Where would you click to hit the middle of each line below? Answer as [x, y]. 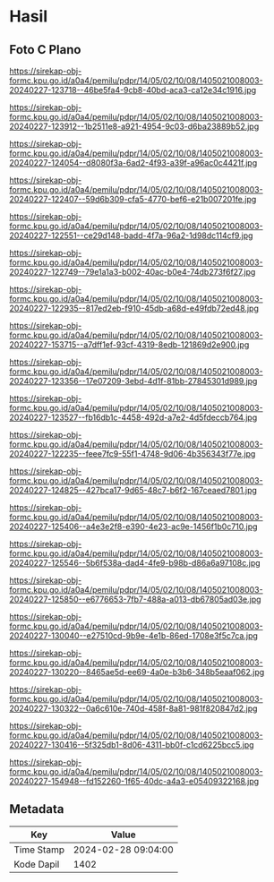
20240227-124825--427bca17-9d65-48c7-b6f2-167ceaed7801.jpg [133, 490]
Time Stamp [39, 850]
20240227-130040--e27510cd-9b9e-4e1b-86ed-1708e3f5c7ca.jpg [133, 636]
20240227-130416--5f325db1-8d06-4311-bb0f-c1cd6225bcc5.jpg [132, 745]
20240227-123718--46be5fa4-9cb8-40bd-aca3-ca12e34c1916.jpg [133, 90]
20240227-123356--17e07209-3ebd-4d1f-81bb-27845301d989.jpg [133, 381]
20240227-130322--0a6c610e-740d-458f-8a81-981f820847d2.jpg [133, 708]
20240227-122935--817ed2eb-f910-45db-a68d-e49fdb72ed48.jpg [134, 308]
